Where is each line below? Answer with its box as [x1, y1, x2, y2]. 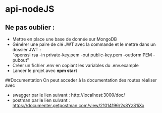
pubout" [12, 57, 29, 63]
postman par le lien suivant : [12, 97, 70, 103]
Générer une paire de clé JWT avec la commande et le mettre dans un [12, 41, 156, 47]
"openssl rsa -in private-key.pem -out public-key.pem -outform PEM [12, 52, 152, 58]
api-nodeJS [5, 3, 54, 15]
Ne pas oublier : [5, 23, 55, 32]
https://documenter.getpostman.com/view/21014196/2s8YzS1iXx [12, 103, 145, 108]
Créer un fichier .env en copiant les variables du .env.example [12, 63, 139, 68]
